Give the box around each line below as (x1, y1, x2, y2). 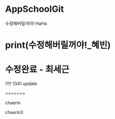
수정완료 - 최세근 (5, 64, 69, 75)
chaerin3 (5, 110, 24, 116)
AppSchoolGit (5, 3, 64, 15)
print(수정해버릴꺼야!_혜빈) (5, 40, 111, 51)
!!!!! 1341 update (5, 80, 37, 87)
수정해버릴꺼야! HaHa (5, 20, 47, 26)
